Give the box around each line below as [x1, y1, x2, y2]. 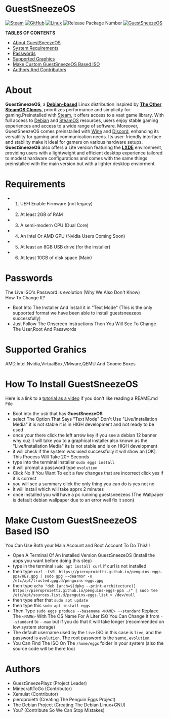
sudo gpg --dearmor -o [45, 574, 93, 579]
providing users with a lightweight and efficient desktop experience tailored [5, 149, 163, 155]
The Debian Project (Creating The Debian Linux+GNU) [12, 702, 125, 708]
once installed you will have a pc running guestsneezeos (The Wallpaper [12, 491, 164, 497]
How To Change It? [5, 294, 46, 300]
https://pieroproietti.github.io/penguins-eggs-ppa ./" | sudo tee [12, 588, 158, 593]
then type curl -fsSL [12, 568, 57, 574]
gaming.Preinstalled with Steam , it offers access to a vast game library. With [5, 112, 164, 118]
